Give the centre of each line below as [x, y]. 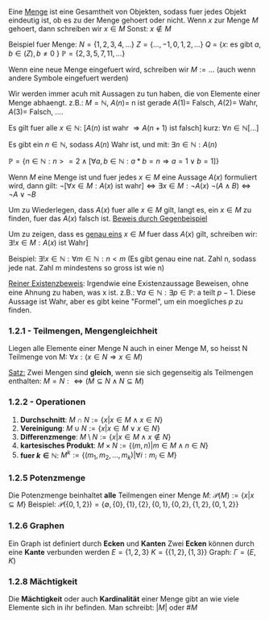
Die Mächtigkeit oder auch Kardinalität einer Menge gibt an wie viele [124, 598]
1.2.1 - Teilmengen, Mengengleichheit [83, 331]
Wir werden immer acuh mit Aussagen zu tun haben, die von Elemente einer [134, 93]
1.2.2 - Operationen [47, 402]
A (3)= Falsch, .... [36, 112]
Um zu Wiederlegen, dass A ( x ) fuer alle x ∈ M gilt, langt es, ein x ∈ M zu [130, 210]
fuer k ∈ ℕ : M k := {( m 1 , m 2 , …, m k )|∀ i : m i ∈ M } [98, 455]
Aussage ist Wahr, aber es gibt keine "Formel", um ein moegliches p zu [126, 302]
